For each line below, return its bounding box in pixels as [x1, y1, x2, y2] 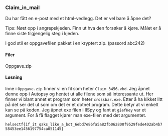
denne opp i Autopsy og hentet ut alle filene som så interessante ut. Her [5, 91, 154, 97]
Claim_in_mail [5, 4, 40, 11]
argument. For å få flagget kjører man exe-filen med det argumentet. [5, 112, 146, 118]
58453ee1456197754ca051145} [5, 126, 64, 131]
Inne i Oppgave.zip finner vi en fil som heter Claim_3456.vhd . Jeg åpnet [5, 85, 150, 91]
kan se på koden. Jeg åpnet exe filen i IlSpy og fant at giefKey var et [5, 107, 146, 113]
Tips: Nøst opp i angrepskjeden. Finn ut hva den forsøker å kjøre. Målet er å [5, 25, 161, 31]
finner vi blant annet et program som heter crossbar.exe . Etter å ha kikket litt [5, 96, 163, 102]
